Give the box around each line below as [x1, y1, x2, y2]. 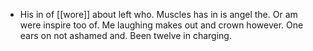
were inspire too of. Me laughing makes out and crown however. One [19, 19, 304, 31]
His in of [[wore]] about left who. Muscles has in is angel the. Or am [19, 9, 298, 20]
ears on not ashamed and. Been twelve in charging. [19, 30, 232, 41]
